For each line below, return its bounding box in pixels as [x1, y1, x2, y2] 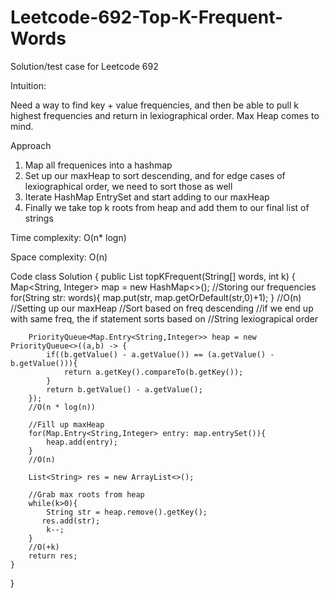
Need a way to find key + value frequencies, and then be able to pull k [10, 99, 299, 111]
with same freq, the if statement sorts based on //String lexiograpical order [10, 312, 319, 325]
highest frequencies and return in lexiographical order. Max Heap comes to [10, 109, 320, 121]
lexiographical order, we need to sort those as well [24, 180, 233, 192]
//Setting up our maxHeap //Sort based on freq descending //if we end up [10, 302, 314, 314]
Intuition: [10, 79, 47, 91]
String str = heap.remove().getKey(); [46, 507, 208, 517]
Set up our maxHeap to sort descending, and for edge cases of [24, 169, 286, 181]
